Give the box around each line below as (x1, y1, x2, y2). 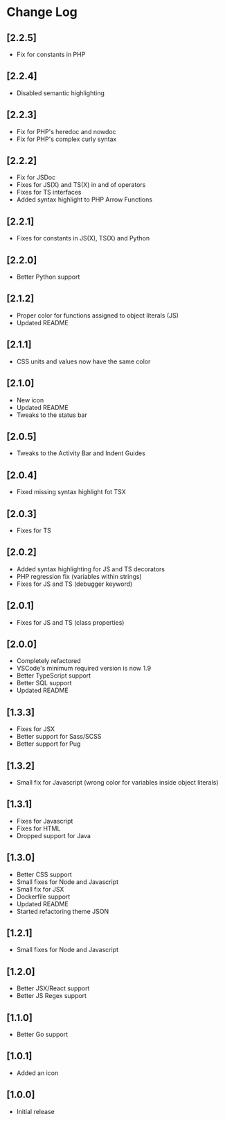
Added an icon (16, 1068, 59, 1077)
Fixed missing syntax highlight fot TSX (16, 488, 126, 496)
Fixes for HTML (16, 824, 61, 833)
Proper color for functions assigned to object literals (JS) (16, 311, 179, 320)
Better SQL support (16, 679, 72, 687)
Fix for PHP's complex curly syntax (16, 135, 117, 143)
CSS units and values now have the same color (16, 357, 151, 366)
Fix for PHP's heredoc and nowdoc (16, 127, 116, 136)
